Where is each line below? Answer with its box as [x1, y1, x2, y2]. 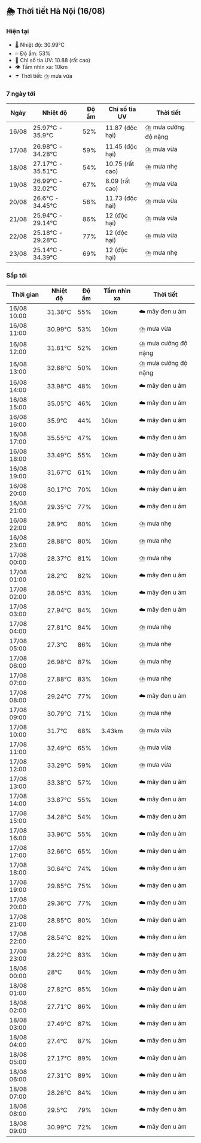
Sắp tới [6, 271, 27, 279]
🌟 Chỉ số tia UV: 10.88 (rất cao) [14, 56, 91, 64]
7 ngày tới [6, 89, 36, 98]
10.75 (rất [105, 159, 135, 168]
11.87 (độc [105, 123, 138, 132]
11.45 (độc [105, 142, 138, 150]
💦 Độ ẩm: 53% [14, 50, 51, 57]
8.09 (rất [105, 177, 130, 185]
